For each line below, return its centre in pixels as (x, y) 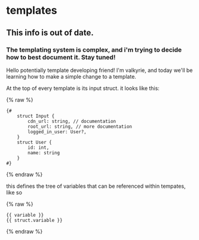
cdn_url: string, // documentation (72, 121)
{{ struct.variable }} (34, 220)
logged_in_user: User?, (57, 132)
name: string (44, 153)
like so (14, 192)
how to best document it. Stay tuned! (61, 57)
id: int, (39, 148)
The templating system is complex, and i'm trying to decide (94, 50)
